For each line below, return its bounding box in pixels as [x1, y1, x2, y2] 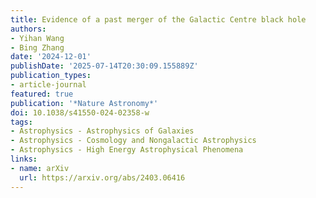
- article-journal [10, 80, 87, 90]
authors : [10, 24, 47, 34]
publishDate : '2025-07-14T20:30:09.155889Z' [10, 61, 199, 71]
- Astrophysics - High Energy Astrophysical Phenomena [10, 145, 244, 155]
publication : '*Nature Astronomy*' [10, 98, 159, 108]
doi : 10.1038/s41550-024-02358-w [10, 107, 150, 118]
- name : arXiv [10, 163, 70, 173]
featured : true [10, 89, 74, 99]
